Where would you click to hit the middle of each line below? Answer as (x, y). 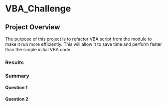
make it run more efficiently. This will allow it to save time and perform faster (83, 44)
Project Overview (33, 27)
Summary (17, 76)
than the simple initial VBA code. (38, 50)
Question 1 (16, 88)
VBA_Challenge (38, 9)
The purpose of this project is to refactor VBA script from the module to (79, 39)
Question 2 (17, 99)
